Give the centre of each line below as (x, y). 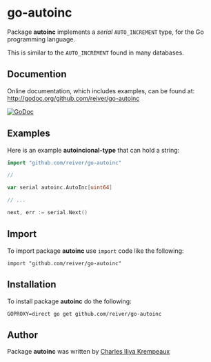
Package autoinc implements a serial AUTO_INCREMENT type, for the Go (106, 32)
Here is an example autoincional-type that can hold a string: (93, 150)
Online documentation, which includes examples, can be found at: (101, 90)
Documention (37, 74)
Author (22, 335)
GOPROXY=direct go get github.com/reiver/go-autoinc (84, 314)
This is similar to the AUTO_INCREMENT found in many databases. (96, 53)
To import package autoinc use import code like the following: (96, 251)
